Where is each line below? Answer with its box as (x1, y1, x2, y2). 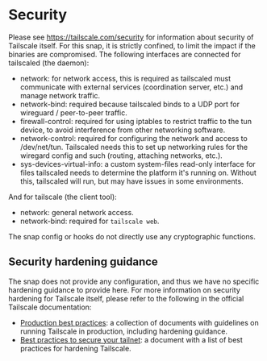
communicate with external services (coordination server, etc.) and (19, 82, 244, 92)
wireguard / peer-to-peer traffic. (19, 107, 127, 118)
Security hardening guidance (8, 255, 159, 269)
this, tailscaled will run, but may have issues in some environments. (19, 176, 244, 186)
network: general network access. (19, 207, 135, 217)
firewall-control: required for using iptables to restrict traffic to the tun (19, 116, 252, 126)
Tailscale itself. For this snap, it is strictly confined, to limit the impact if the (8, 40, 257, 50)
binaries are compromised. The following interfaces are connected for (8, 49, 241, 59)
